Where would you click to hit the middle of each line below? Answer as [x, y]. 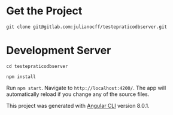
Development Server [59, 50]
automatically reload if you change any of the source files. [78, 94]
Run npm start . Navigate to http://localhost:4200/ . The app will [86, 88]
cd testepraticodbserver [37, 66]
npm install [21, 77]
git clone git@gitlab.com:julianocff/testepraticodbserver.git [87, 27]
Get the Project [44, 11]
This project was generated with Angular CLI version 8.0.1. [78, 105]
